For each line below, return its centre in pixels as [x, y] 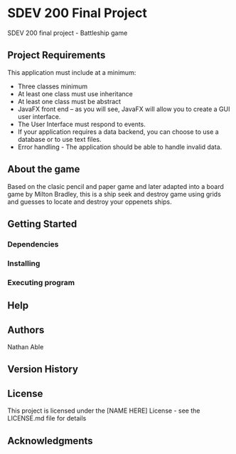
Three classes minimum [53, 86]
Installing [24, 263]
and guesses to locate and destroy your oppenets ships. [90, 202]
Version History [43, 370]
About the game [44, 169]
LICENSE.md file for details [47, 418]
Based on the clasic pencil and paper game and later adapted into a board [116, 186]
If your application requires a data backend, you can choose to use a [118, 131]
